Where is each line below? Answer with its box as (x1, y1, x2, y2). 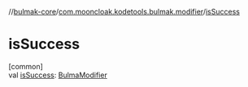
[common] (8, 61, 43, 71)
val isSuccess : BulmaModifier (8, 70, 107, 80)
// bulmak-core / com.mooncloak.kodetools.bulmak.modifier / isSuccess (8, 7, 240, 16)
